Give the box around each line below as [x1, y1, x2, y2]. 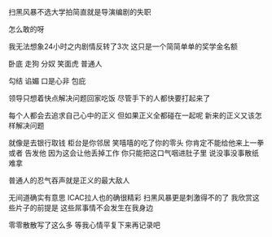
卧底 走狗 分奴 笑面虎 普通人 [8, 59, 103, 68]
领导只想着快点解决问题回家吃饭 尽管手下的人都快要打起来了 [8, 93, 210, 103]
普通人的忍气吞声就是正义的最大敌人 [8, 175, 130, 185]
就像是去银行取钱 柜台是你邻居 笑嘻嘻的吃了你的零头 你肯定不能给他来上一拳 [8, 138, 265, 148]
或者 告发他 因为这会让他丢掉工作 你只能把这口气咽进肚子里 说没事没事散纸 [8, 149, 259, 157]
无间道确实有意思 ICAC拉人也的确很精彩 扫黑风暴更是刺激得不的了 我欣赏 [8, 193, 252, 202]
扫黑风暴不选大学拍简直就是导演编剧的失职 [8, 7, 151, 16]
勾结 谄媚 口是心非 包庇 [8, 76, 86, 85]
